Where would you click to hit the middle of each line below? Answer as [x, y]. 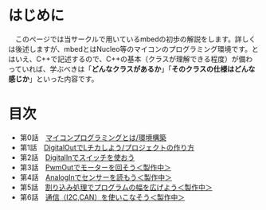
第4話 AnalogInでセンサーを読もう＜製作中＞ [96, 177]
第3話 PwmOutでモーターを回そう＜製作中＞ [95, 167]
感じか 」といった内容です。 [53, 79]
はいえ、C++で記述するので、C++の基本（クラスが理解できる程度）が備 [127, 59]
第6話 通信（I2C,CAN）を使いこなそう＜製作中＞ [102, 197]
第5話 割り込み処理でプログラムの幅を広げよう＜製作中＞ [116, 187]
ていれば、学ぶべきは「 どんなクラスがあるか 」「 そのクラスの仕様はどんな [135, 68]
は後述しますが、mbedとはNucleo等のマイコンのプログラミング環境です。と [133, 49]
